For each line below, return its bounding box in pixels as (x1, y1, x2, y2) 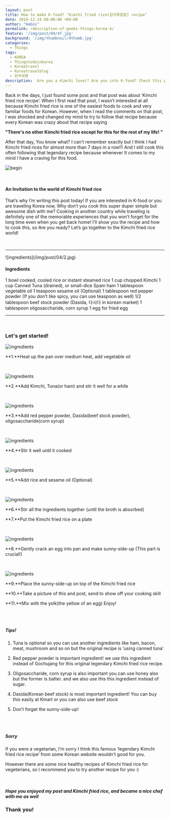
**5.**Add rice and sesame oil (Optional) (5, 477, 93, 483)
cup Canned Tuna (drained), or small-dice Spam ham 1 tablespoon (5, 283, 144, 289)
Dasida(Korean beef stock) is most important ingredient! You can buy (12, 691, 157, 697)
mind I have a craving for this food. (5, 155, 78, 161)
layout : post (5, 7, 33, 13)
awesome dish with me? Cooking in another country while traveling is (5, 208, 150, 214)
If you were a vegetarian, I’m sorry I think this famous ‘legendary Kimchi (5, 746, 155, 752)
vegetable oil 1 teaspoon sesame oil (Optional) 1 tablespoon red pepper (5, 288, 153, 294)
